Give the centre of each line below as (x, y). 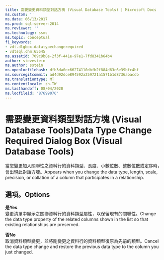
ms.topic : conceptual (28, 38)
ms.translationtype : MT (30, 79)
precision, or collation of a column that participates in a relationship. (75, 178)
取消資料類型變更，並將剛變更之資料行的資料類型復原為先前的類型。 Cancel (82, 241)
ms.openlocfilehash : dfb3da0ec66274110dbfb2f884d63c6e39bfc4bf (72, 70)
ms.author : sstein (24, 65)
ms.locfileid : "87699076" (32, 93)
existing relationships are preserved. (42, 225)
